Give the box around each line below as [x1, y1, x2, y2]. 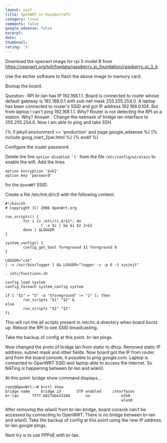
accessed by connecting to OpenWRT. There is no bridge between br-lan [5, 411, 156, 417]
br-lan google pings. [5, 422, 47, 428]
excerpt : [5, 30, 23, 35]
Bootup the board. [5, 83, 42, 89]
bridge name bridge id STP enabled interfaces [5, 388, 135, 394]
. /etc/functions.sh [5, 271, 48, 276]
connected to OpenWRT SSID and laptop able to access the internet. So [5, 359, 153, 365]
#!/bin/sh [5, 201, 26, 206]
